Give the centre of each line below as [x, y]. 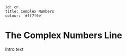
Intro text [14, 49]
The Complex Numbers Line [64, 35]
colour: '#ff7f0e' [24, 16]
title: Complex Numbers [30, 11]
